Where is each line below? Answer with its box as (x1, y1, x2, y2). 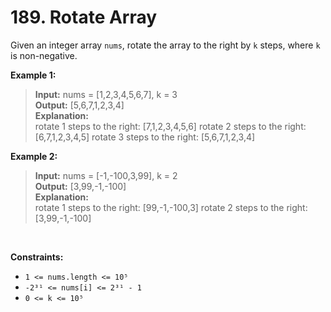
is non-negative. (10, 49, 78, 61)
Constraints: (10, 251, 64, 263)
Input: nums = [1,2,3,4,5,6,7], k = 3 (34, 88, 178, 100)
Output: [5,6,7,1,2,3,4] (34, 99, 125, 111)
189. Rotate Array (10, 6, 158, 29)
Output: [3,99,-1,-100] (34, 180, 127, 192)
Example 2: (10, 150, 58, 162)
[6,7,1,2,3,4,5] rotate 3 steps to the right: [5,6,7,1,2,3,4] (34, 131, 256, 143)
